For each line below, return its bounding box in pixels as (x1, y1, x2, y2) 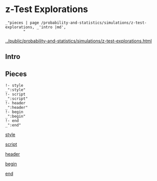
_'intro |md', (37, 24, 66, 30)
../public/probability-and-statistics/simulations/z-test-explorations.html (5, 38, 152, 44)
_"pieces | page (5, 20, 39, 25)
